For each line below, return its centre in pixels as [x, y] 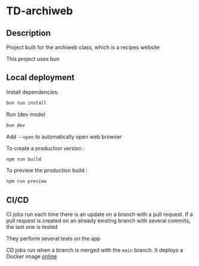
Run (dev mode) [26, 114]
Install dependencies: [33, 92]
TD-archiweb [40, 11]
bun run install [26, 103]
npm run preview [26, 181]
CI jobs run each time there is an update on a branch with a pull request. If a [99, 214]
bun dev [16, 125]
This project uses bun [33, 59]
